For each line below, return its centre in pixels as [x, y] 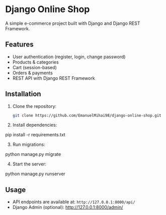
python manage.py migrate [33, 154]
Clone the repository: [34, 106]
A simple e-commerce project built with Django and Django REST [73, 23]
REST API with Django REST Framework [54, 78]
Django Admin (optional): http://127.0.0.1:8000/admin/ [68, 207]
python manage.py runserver [35, 174]
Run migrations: [29, 144]
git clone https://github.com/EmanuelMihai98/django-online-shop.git [87, 115]
